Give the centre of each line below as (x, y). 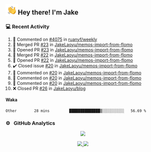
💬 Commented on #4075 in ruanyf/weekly (55, 39)
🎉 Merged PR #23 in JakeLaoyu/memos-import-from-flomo (73, 44)
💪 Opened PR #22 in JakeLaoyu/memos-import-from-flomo (73, 60)
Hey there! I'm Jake (48, 13)
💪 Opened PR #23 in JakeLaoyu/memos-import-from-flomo (73, 50)
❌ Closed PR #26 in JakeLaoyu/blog (49, 88)
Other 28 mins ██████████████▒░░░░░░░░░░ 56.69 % (76, 111)
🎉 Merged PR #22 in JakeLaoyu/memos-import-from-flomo (73, 55)
